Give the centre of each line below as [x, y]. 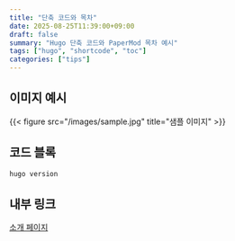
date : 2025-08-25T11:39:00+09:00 [72, 26]
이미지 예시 [38, 98]
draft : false [34, 34]
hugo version [34, 174]
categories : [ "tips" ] [50, 59]
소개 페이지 [29, 228]
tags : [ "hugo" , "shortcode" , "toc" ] [78, 51]
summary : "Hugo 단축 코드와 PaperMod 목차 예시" [94, 43]
